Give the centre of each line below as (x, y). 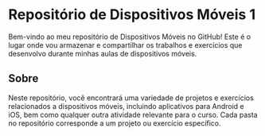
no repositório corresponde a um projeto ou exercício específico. (115, 123)
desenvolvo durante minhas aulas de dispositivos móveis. (103, 53)
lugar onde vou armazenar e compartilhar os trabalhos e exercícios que (125, 45)
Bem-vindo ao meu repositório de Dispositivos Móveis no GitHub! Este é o (130, 37)
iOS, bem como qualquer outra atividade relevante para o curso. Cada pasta (133, 115)
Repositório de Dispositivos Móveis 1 (132, 15)
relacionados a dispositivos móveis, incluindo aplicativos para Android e (126, 106)
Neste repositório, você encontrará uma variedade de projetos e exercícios (131, 98)
